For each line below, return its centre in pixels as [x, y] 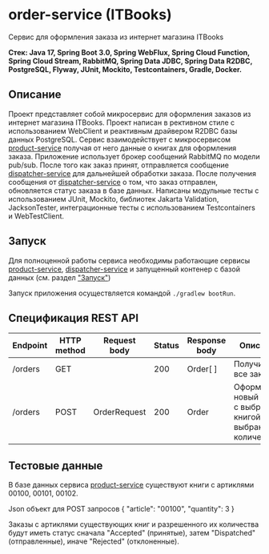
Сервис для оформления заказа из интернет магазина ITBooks [116, 37]
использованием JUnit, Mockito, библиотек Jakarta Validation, [114, 199]
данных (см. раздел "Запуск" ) [60, 277]
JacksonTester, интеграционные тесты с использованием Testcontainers [132, 207]
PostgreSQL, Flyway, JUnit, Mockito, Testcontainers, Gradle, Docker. [125, 69]
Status [167, 346]
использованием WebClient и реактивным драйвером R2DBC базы [123, 130]
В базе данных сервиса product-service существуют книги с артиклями [131, 485]
